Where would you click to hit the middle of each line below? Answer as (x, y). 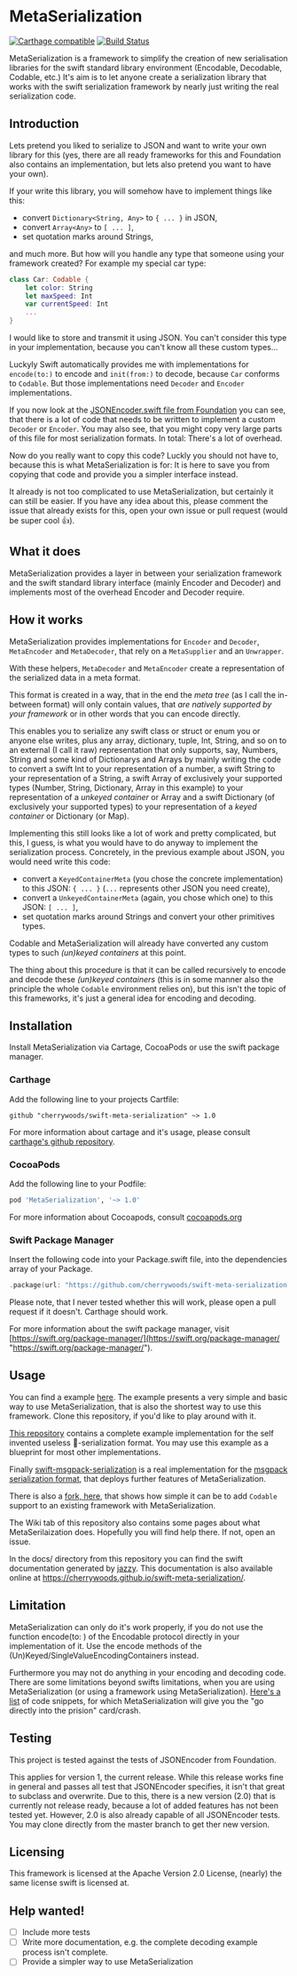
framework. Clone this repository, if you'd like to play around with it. (133, 1416)
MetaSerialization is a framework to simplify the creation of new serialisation (148, 58)
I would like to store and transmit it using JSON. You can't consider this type (148, 338)
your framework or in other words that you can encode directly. (125, 714)
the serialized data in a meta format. (75, 677)
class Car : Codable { (49, 279)
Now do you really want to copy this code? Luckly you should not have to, (144, 456)
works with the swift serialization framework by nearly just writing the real (144, 86)
